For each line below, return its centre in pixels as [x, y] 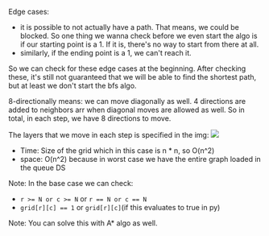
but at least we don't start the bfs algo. [72, 85]
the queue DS [43, 168]
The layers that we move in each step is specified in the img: [109, 135]
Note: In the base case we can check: [71, 183]
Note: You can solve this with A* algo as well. [83, 223]
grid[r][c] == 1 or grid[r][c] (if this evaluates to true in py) [120, 207]
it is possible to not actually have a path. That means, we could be [130, 27]
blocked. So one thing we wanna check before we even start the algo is [139, 36]
